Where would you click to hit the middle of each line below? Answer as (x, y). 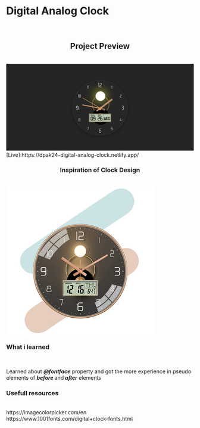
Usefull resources (32, 393)
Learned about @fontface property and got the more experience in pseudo (99, 371)
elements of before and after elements (54, 378)
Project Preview (100, 46)
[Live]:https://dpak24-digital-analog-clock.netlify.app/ (73, 155)
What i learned (28, 347)
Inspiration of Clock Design (100, 170)
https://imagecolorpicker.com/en (46, 413)
